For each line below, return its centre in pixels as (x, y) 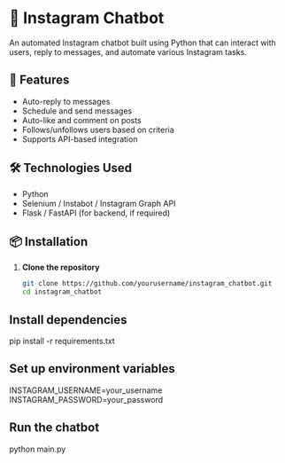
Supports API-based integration (80, 139)
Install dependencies (68, 320)
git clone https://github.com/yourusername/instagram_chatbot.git (147, 284)
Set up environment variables (92, 369)
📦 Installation (49, 242)
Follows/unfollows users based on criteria (98, 129)
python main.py (38, 449)
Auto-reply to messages (66, 101)
